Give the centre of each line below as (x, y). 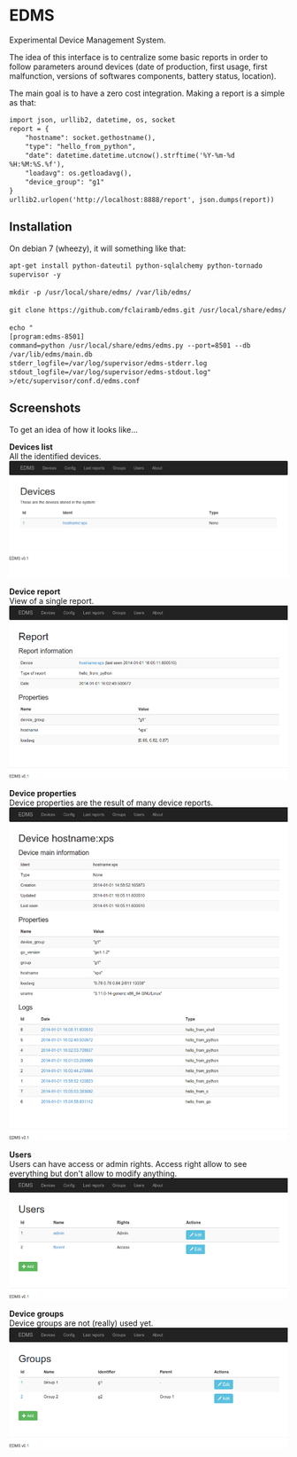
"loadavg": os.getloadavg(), (79, 173)
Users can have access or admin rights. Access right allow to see (128, 1164)
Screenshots (45, 408)
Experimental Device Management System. (88, 40)
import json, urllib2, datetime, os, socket (92, 120)
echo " (21, 328)
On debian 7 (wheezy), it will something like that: (98, 248)
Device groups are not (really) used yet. (81, 1323)
